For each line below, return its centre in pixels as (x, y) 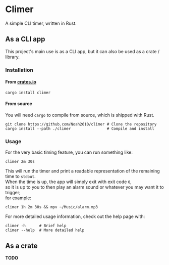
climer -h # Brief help (36, 226)
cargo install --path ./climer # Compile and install (80, 129)
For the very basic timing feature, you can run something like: (69, 152)
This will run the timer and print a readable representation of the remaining (82, 171)
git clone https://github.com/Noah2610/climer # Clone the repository (81, 124)
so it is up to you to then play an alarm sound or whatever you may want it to (84, 187)
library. (13, 57)
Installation (19, 70)
